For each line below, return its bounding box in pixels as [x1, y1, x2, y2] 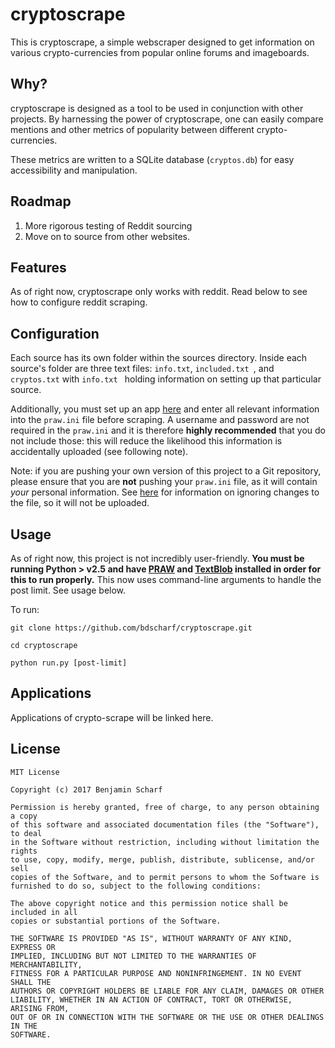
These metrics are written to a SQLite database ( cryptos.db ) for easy [10, 153, 295, 165]
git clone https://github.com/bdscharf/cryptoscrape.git [10, 623, 253, 633]
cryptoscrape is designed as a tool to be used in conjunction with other [10, 102, 304, 114]
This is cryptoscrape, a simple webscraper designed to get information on [10, 36, 315, 48]
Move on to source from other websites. [24, 230, 191, 242]
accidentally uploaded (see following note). [10, 446, 189, 458]
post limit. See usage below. [10, 584, 127, 596]
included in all [10, 907, 78, 917]
